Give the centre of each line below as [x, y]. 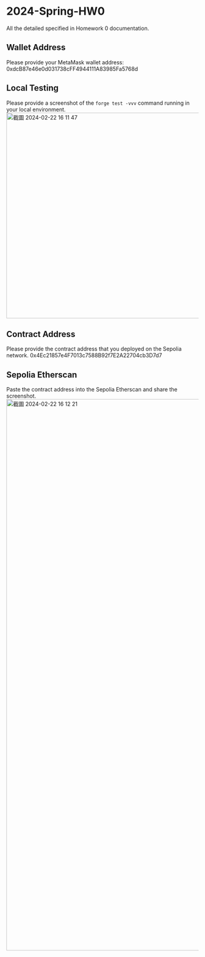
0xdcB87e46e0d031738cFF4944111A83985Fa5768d [72, 69]
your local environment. [36, 109]
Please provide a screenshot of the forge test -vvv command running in [98, 103]
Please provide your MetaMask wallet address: [65, 62]
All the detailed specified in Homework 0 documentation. [78, 28]
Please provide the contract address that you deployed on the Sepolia [94, 349]
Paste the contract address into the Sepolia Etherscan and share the [92, 390]
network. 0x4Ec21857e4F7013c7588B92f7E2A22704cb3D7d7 [84, 355]
